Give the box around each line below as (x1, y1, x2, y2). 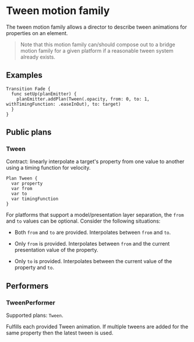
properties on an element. (6, 29, 68, 36)
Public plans (6, 127, 52, 137)
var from (11, 186, 33, 192)
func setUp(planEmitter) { (11, 91, 77, 97)
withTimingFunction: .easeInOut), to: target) (6, 101, 121, 107)
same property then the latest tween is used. (6, 329, 114, 337)
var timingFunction (11, 196, 59, 202)
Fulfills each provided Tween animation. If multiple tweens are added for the (6, 323, 188, 330)
